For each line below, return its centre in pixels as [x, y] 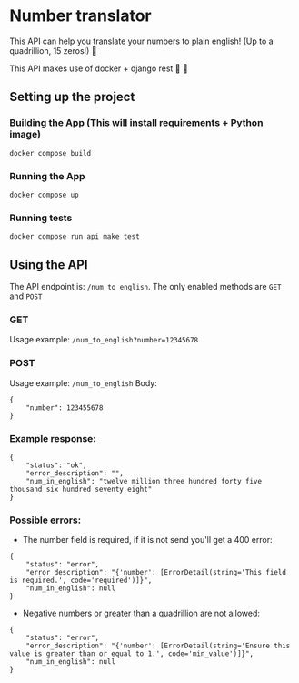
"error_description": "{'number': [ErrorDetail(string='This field [156, 573]
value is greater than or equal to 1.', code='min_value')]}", [132, 654]
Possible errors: [45, 520]
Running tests [41, 218]
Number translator [80, 16]
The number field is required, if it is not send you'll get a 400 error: [147, 540]
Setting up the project [72, 97]
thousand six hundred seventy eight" [81, 489]
